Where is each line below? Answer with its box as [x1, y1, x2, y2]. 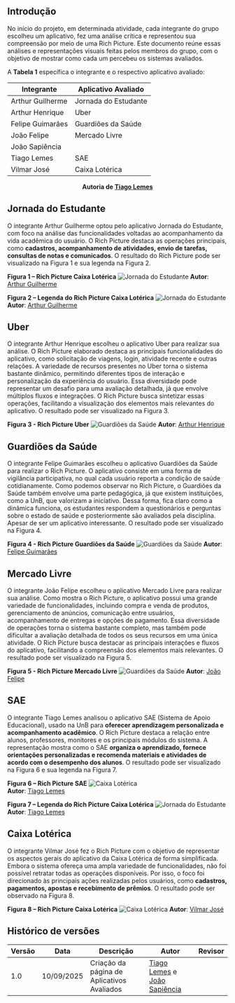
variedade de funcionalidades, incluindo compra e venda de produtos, [7, 601, 210, 610]
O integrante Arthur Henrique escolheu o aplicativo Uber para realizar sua [7, 339, 220, 348]
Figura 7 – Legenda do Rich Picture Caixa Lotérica [7, 800, 154, 809]
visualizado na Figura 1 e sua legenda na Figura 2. [7, 259, 152, 267]
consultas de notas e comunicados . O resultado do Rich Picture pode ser [7, 251, 221, 260]
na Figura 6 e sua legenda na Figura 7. [7, 765, 117, 774]
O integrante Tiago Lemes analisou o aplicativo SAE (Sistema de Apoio [7, 713, 211, 722]
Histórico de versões [7, 925, 100, 937]
